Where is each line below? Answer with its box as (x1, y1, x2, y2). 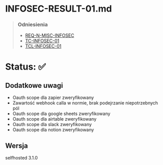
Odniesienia (17, 21, 48, 28)
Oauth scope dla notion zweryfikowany (12, 127, 94, 133)
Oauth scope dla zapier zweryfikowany (12, 94, 94, 101)
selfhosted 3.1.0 (5, 155, 38, 161)
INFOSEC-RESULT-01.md (5, 3, 112, 15)
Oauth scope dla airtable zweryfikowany (12, 116, 97, 122)
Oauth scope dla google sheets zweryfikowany (12, 111, 111, 117)
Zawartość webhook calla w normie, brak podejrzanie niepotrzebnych (12, 100, 158, 106)
